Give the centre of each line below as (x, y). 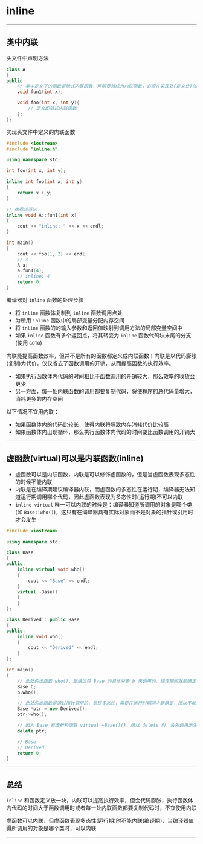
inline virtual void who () (51, 570)
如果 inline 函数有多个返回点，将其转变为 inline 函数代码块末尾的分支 (103, 335)
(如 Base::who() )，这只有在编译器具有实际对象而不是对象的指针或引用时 (104, 512)
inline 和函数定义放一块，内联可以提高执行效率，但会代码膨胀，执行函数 (97, 801)
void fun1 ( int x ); (40, 92)
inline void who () (40, 636)
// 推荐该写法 (22, 209)
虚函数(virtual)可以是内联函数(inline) (75, 459)
